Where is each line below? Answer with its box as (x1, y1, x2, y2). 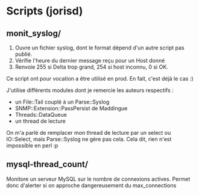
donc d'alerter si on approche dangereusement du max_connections (6, 182, 177, 189)
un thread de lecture (14, 117, 66, 125)
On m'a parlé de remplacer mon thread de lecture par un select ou (6, 129, 171, 136)
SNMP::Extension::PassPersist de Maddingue (14, 105, 128, 112)
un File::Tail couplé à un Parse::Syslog (14, 98, 110, 105)
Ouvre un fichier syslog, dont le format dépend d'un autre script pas (14, 44, 185, 51)
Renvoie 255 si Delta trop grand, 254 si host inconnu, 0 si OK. (14, 63, 169, 70)
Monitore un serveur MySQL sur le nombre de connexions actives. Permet (6, 175, 191, 182)
